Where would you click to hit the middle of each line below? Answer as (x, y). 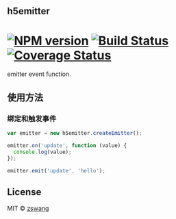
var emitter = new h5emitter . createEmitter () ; (75, 133)
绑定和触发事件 (32, 118)
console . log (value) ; (42, 152)
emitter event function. (39, 74)
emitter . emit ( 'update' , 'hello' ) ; (56, 170)
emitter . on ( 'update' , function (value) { (67, 145)
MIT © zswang (28, 209)
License (24, 192)
